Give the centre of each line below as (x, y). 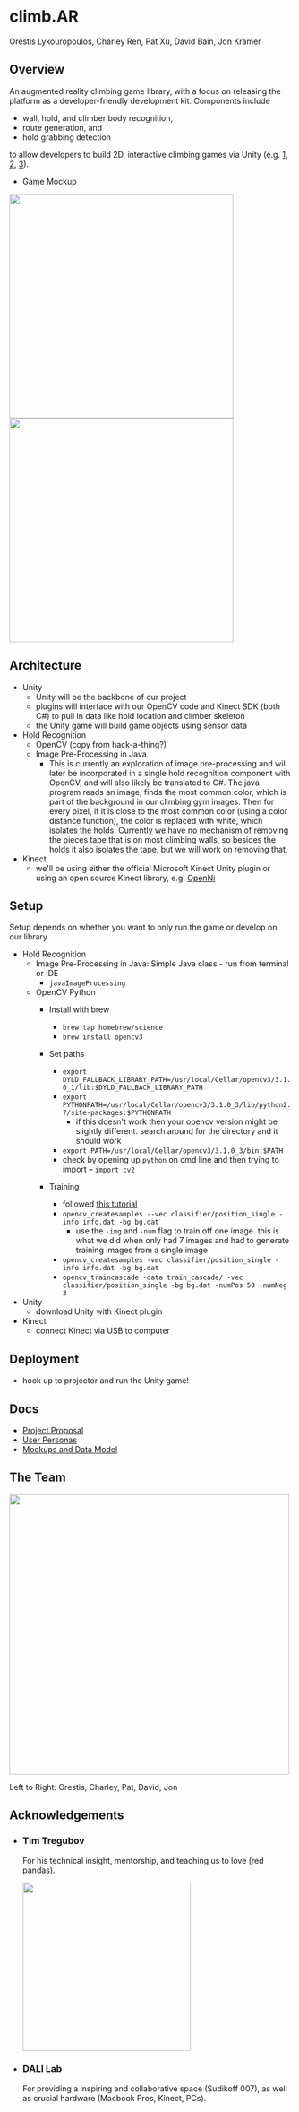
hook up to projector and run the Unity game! (106, 1381)
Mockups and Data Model (70, 1449)
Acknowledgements (67, 1816)
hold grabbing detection (67, 137)
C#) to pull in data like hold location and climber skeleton (140, 715)
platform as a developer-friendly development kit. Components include (140, 100)
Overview (37, 69)
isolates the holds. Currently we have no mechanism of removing (169, 830)
